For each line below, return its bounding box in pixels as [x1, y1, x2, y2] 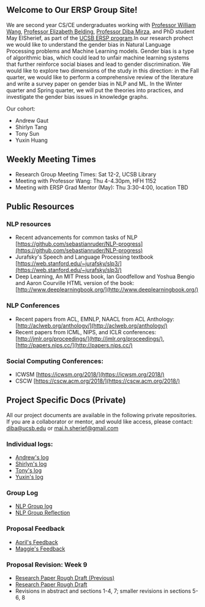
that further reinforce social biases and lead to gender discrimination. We [6, 60, 191, 68]
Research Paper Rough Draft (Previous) [15, 574, 115, 581]
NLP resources [6, 219, 51, 228]
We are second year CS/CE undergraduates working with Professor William [6, 21, 196, 28]
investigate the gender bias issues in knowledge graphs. [6, 93, 149, 100]
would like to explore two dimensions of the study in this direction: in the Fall [6, 67, 199, 74]
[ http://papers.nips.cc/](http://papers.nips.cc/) [15, 341, 133, 349]
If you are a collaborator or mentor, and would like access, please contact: [6, 418, 193, 425]
